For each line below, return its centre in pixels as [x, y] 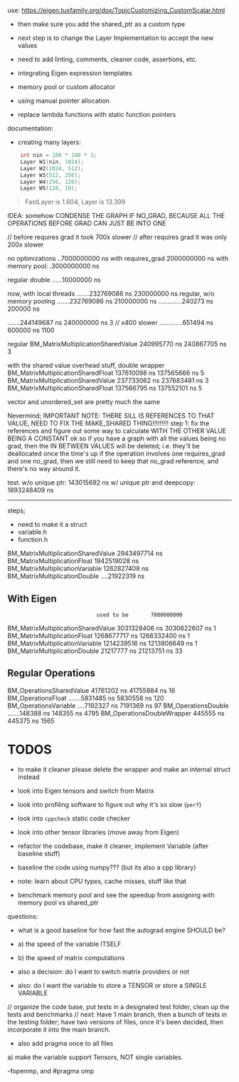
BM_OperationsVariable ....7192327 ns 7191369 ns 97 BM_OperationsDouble [118, 706]
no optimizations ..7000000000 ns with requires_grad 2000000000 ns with [118, 259]
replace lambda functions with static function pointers [97, 114]
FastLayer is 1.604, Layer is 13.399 [75, 202]
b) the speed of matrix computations [71, 957]
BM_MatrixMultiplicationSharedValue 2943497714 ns [85, 553]
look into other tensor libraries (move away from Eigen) [99, 832]
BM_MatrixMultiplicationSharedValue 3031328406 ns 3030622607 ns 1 [112, 628]
